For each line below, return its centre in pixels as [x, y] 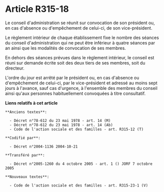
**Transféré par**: [25, 155]
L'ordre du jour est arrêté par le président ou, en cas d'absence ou [72, 77]
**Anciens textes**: [26, 112]
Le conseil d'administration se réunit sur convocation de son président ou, [80, 23]
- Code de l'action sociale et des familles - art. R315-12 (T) [77, 129]
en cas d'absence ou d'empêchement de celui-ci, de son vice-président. [79, 28]
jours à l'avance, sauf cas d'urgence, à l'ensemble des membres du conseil [82, 88]
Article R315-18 [37, 9]
